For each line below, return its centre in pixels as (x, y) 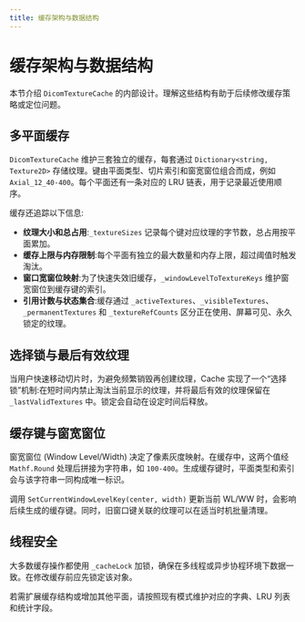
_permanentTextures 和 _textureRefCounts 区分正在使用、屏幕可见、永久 (158, 312)
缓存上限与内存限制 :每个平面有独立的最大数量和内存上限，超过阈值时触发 (159, 255)
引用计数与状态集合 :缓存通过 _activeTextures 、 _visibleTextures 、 (148, 301)
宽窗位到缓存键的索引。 (66, 289)
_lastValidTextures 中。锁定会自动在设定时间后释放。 (111, 401)
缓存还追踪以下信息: (47, 213)
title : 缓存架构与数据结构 (55, 18)
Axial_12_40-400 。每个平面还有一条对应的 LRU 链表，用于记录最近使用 (142, 182)
